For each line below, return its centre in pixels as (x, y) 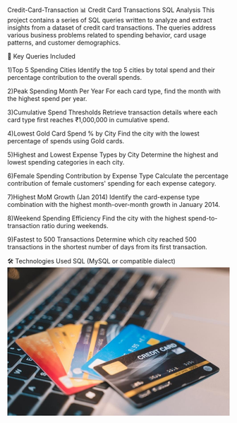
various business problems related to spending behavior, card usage (107, 35)
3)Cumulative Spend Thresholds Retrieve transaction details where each (113, 112)
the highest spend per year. (47, 99)
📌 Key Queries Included (42, 56)
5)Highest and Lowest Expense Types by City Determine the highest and (113, 155)
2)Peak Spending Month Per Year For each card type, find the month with (114, 91)
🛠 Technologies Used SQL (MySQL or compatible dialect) (92, 261)
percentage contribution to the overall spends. (75, 77)
